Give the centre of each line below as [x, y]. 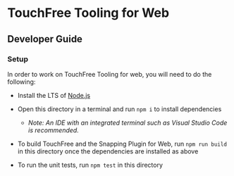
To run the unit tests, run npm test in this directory [90, 165]
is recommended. [53, 130]
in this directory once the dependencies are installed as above [108, 151]
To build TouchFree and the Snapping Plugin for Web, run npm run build [122, 144]
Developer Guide [45, 39]
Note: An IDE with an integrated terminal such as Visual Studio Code [128, 122]
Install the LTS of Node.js [54, 95]
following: [21, 82]
